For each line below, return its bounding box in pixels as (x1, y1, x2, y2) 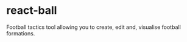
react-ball (6, 4, 57, 17)
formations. (6, 29, 35, 37)
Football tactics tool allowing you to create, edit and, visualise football (6, 23, 181, 31)
